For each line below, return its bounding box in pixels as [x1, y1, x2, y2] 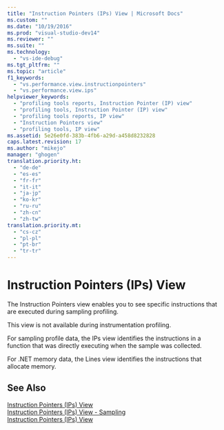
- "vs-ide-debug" [13, 55, 63, 62]
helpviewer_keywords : [7, 94, 70, 101]
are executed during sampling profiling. [7, 307, 119, 315]
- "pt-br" [13, 241, 41, 248]
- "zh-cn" [13, 209, 41, 216]
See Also [7, 382, 46, 394]
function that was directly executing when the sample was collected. [7, 341, 202, 349]
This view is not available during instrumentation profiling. [7, 320, 172, 329]
